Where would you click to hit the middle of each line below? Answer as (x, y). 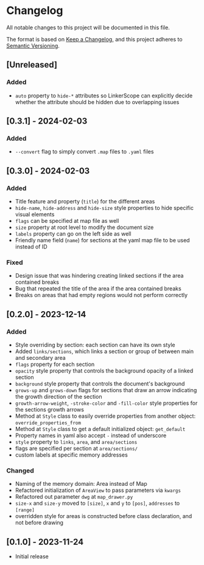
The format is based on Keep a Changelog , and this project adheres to (94, 39)
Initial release (32, 556)
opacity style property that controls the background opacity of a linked (104, 370)
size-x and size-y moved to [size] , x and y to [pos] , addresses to (97, 504)
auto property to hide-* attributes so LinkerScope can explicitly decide (104, 96)
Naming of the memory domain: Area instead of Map (81, 484)
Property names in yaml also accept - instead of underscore (91, 435)
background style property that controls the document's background (100, 384)
